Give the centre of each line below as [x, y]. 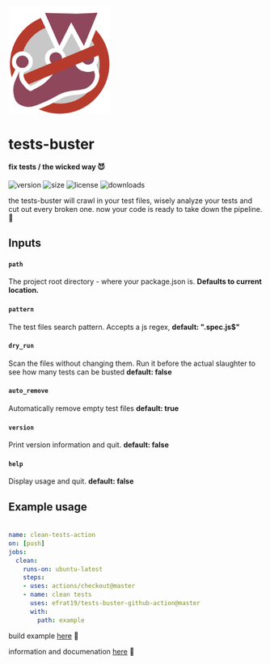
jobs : [17, 552]
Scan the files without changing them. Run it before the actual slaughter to [132, 363]
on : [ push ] [27, 543]
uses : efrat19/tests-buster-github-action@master [115, 603]
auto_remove [28, 391]
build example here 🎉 [44, 636]
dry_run [21, 346]
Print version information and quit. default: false [89, 445]
